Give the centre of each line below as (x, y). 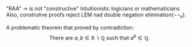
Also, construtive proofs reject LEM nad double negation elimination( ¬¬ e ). (96, 15)
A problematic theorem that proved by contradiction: (70, 27)
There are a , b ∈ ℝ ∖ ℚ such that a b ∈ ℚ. (100, 37)
